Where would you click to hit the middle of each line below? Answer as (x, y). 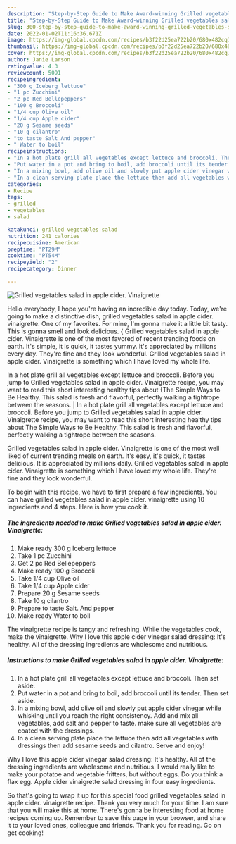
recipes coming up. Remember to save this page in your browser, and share (117, 817)
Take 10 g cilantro (43, 600)
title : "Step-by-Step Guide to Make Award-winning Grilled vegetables (113, 20)
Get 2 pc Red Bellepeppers (57, 563)
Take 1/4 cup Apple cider (53, 585)
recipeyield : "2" (33, 262)
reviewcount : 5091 (34, 73)
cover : (17, 54)
